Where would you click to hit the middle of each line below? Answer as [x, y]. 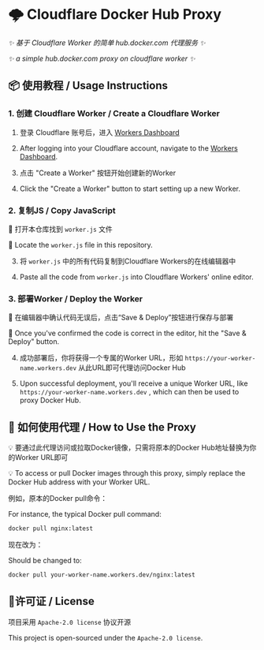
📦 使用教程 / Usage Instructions [88, 86]
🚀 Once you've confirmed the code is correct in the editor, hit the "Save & [127, 333]
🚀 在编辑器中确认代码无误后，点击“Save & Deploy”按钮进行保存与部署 [121, 318]
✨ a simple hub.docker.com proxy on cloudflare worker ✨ [102, 58]
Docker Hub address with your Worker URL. [79, 482]
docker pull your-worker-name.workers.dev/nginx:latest [102, 575]
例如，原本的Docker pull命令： [58, 499]
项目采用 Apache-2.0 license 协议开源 [70, 622]
